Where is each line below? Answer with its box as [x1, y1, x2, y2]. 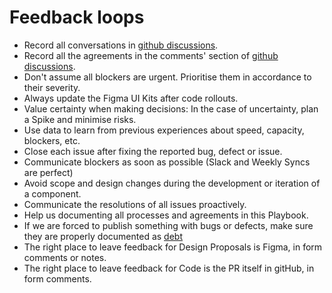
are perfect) [23, 166, 74, 178]
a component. [23, 187, 82, 200]
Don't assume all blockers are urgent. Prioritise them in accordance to [23, 71, 312, 83]
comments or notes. [23, 251, 107, 263]
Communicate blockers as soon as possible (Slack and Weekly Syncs [23, 156, 311, 168]
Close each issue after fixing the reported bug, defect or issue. [23, 145, 283, 157]
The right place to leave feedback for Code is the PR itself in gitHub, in [23, 262, 315, 274]
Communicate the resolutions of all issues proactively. [23, 198, 247, 210]
